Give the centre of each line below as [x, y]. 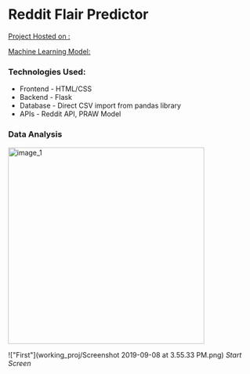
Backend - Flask [46, 97]
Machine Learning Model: [49, 51]
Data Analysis [35, 134]
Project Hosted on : [39, 36]
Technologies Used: [47, 71]
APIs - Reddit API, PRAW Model [70, 114]
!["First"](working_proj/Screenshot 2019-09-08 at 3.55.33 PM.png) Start [125, 354]
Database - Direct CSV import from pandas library [100, 106]
